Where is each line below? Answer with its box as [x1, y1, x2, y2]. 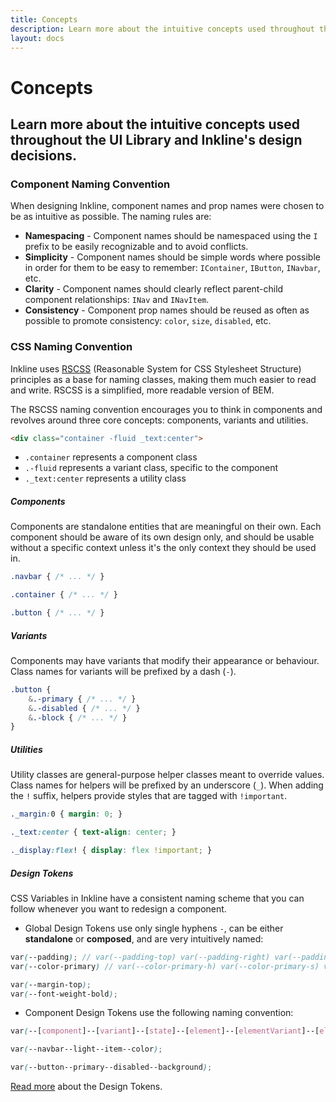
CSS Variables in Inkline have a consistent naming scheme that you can [10, 892, 305, 904]
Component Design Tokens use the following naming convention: [24, 1007, 294, 1019]
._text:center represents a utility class [24, 472, 187, 485]
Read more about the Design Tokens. [10, 1081, 163, 1093]
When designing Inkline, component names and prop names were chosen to [10, 200, 325, 212]
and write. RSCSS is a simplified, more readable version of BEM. [10, 384, 275, 396]
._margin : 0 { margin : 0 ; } [10, 809, 123, 820]
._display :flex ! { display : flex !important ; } [10, 846, 213, 856]
